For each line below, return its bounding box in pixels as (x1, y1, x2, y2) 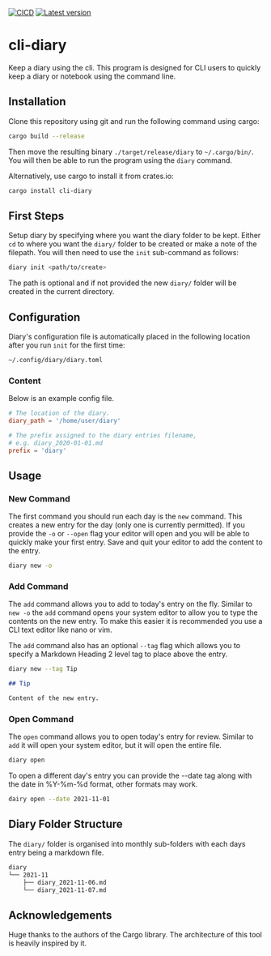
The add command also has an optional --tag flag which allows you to (8, 641, 241, 651)
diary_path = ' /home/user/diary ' (8, 417, 121, 425)
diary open (8, 756, 45, 765)
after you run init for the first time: (8, 340, 125, 350)
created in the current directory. (8, 287, 115, 297)
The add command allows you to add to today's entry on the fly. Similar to (8, 600, 253, 609)
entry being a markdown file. (8, 847, 104, 857)
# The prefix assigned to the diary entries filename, (8, 431, 197, 439)
